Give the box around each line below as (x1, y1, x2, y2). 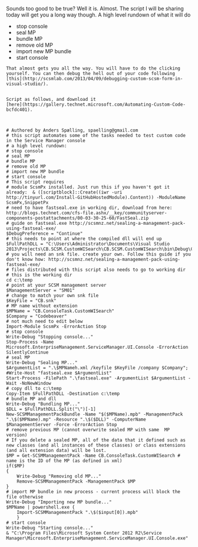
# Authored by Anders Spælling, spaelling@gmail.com (6, 127, 138, 133)
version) (6, 432, 28, 438)
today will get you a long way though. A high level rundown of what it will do (6, 11, 191, 18)
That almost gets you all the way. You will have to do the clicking (6, 65, 181, 71)
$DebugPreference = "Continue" (6, 231, 83, 237)
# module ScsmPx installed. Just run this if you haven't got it (6, 184, 170, 190)
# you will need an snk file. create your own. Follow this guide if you (6, 251, 192, 257)
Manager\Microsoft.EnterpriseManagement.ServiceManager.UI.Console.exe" (6, 535, 189, 541)
